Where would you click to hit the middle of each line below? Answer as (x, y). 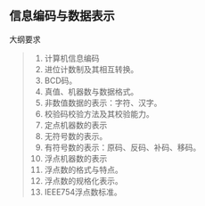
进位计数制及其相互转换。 (91, 69)
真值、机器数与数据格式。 (91, 91)
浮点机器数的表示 (76, 158)
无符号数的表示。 (76, 136)
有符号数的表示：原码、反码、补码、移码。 (123, 147)
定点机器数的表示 (76, 125)
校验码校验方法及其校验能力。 (99, 113)
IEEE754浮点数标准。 (83, 192)
